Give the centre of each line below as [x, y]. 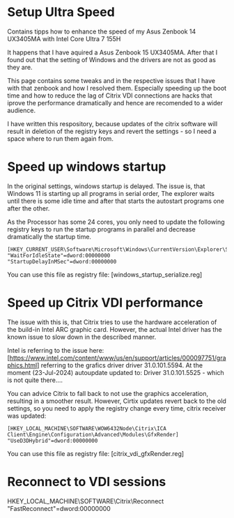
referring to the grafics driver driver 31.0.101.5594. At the [122, 365]
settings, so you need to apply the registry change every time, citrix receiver [117, 408]
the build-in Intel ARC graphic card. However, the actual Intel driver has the [115, 329]
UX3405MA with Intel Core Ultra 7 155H [64, 38]
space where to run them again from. [60, 138]
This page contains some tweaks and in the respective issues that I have [111, 80]
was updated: [27, 416]
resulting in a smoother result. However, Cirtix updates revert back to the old [117, 401]
